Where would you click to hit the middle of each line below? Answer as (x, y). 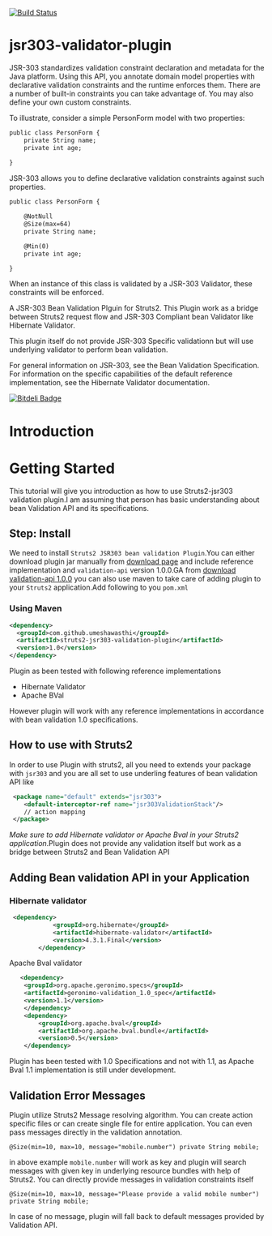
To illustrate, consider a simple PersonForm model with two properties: (127, 118)
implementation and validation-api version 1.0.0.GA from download (123, 570)
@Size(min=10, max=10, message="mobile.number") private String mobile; (134, 1147)
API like (22, 782)
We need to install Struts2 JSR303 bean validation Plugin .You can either (132, 553)
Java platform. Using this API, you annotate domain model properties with (132, 76)
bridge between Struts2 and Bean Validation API (89, 852)
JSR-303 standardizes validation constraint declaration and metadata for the (137, 67)
